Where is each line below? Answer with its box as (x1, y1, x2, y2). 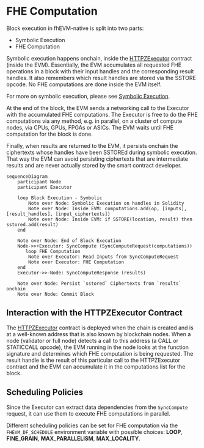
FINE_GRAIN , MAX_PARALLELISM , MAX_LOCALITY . (6, 435, 140, 442)
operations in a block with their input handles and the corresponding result (6, 67, 194, 75)
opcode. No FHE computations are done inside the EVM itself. (6, 81, 162, 88)
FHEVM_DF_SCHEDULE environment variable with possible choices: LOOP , (6, 428, 183, 435)
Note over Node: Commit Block (17, 291, 95, 297)
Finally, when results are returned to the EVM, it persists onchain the (6, 142, 178, 149)
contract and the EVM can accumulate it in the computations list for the (6, 362, 186, 370)
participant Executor (17, 184, 72, 190)
